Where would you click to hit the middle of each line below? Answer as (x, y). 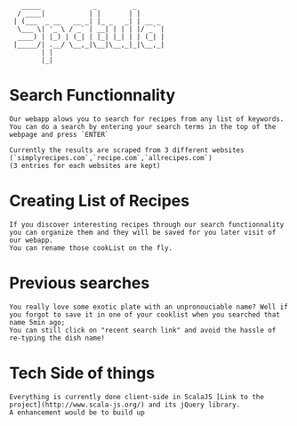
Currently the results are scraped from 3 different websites (127, 150)
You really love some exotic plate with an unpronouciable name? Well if (149, 307)
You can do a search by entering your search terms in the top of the (143, 126)
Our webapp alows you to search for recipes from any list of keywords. (147, 119)
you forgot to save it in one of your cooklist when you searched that (144, 314)
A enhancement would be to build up (77, 412)
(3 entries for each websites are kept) (85, 165)
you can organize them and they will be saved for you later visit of (143, 232)
